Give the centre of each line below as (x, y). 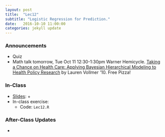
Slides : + (21, 96)
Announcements (26, 46)
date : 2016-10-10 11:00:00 (35, 24)
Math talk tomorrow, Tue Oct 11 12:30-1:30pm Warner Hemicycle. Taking (86, 62)
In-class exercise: (30, 101)
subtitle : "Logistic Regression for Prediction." (58, 19)
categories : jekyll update (33, 28)
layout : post (19, 10)
